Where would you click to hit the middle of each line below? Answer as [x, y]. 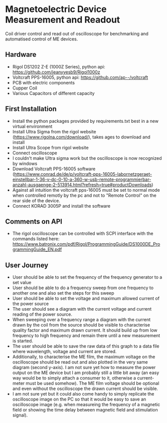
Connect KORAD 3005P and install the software [61, 206]
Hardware [21, 55]
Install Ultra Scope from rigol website [50, 147]
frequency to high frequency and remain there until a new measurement [86, 336]
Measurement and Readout [63, 20]
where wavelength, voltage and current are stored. [65, 352]
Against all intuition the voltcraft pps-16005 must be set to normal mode [86, 190]
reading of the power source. [42, 314]
